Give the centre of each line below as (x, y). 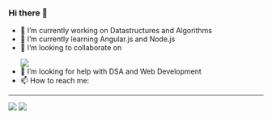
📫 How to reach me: (55, 81)
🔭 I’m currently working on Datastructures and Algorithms (116, 31)
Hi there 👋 (28, 13)
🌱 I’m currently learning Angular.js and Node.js (98, 39)
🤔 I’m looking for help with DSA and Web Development (111, 71)
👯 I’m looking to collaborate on (71, 48)
